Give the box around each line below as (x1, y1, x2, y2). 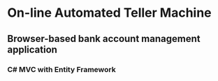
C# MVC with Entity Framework (7, 64, 117, 74)
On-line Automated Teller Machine (7, 5, 212, 21)
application (7, 43, 58, 55)
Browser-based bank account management (7, 33, 201, 45)
